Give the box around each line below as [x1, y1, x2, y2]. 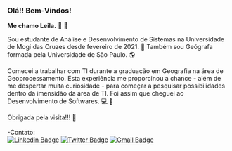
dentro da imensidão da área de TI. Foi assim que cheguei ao [7, 89, 184, 98]
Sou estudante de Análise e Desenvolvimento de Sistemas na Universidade [7, 35, 225, 44]
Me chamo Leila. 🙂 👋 [7, 22, 68, 30]
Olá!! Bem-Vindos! [7, 6, 72, 15]
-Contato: [7, 129, 35, 137]
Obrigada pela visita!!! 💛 [7, 113, 77, 122]
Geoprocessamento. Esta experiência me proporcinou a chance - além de [7, 74, 221, 83]
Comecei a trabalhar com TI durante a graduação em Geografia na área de [7, 67, 224, 75]
